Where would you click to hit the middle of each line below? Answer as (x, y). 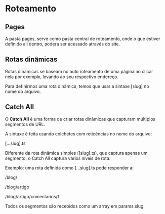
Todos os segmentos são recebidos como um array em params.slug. (75, 206)
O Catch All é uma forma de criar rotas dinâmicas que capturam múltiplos (80, 119)
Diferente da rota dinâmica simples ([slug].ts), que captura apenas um (76, 153)
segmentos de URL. (25, 124)
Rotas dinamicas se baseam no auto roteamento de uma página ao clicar (79, 71)
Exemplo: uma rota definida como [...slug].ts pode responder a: (70, 168)
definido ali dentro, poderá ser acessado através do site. (62, 44)
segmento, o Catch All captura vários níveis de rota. (58, 158)
